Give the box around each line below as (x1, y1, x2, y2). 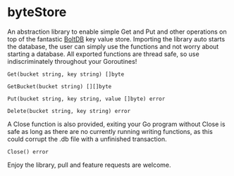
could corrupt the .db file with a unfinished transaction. (7, 135, 167, 143)
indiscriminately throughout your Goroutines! (7, 57, 137, 65)
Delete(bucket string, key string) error (7, 107, 131, 114)
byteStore (7, 4, 67, 20)
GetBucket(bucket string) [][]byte (7, 83, 112, 90)
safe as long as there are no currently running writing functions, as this (7, 127, 213, 135)
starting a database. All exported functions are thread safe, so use (7, 50, 199, 58)
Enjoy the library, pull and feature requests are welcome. (7, 161, 171, 169)
